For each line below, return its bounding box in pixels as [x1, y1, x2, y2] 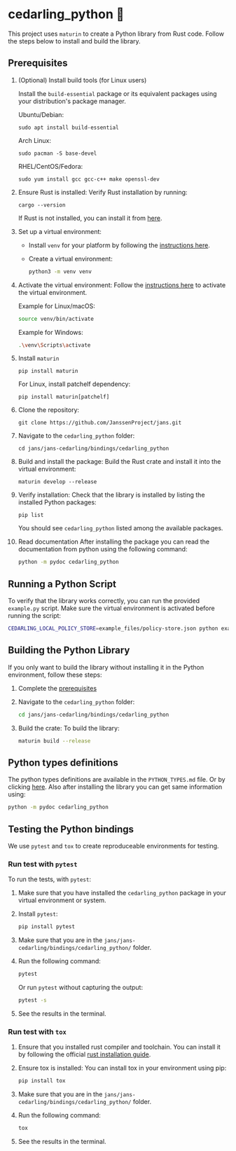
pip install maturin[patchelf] [18, 394, 110, 401]
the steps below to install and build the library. [8, 36, 141, 45]
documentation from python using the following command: [18, 545, 188, 553]
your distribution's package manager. [18, 97, 127, 105]
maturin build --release [18, 737, 91, 745]
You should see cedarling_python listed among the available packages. [18, 524, 223, 532]
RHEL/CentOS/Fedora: [18, 162, 83, 170]
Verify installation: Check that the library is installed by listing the [18, 490, 205, 499]
